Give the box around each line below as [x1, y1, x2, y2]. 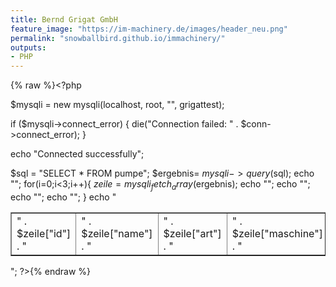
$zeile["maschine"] [231, 226, 323, 240]
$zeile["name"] [81, 226, 153, 240]
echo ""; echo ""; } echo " [10, 191, 117, 203]
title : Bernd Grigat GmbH [10, 14, 118, 25]
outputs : [10, 42, 47, 53]
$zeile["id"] [16, 226, 72, 240]
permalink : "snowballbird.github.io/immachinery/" [10, 33, 226, 43]
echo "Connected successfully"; [10, 148, 145, 160]
